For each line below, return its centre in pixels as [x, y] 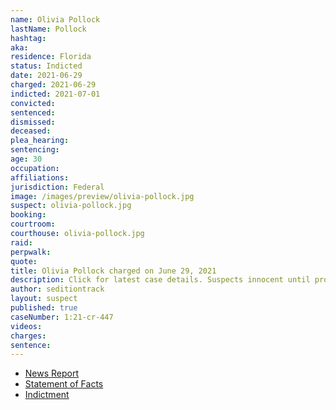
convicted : [33, 103]
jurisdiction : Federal [57, 187]
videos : [26, 326]
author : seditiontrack [57, 289]
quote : [24, 261]
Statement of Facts [64, 384]
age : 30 [26, 159]
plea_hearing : [40, 141]
